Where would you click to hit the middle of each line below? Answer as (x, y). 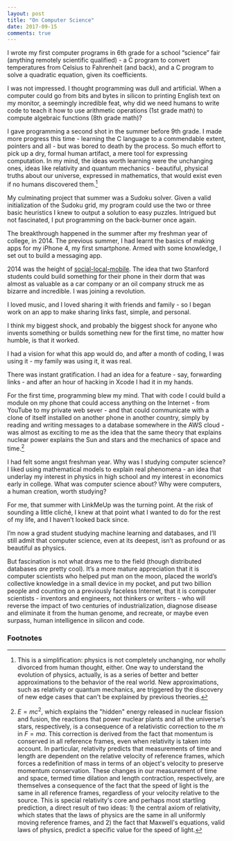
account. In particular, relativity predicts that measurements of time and (119, 749)
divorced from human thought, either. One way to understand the (110, 667)
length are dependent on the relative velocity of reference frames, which (121, 756)
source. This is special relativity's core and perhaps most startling (111, 800)
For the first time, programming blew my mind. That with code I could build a (116, 395)
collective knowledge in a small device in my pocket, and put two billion (109, 583)
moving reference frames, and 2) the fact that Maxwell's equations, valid (121, 822)
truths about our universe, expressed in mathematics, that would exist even (114, 176)
